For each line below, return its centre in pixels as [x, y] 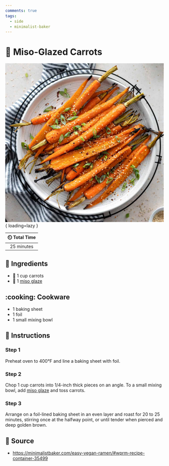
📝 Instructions [28, 336]
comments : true [21, 11]
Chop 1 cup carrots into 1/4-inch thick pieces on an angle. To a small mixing [83, 385]
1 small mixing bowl [32, 320]
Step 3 [13, 403]
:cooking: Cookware [38, 297]
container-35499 [30, 458]
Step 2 [13, 374]
